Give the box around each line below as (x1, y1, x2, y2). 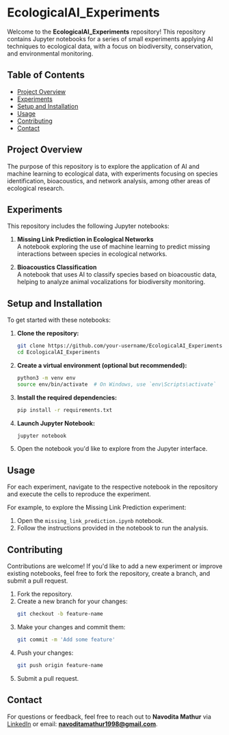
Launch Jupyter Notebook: (16, 419, 96, 427)
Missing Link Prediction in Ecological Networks (16, 235, 154, 244)
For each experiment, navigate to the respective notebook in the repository (7, 482, 218, 491)
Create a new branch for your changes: (16, 597, 128, 605)
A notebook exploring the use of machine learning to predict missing (16, 242, 211, 251)
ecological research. (7, 184, 65, 192)
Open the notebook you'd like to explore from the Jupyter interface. (16, 445, 208, 453)
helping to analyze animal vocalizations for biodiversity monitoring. (16, 278, 206, 286)
